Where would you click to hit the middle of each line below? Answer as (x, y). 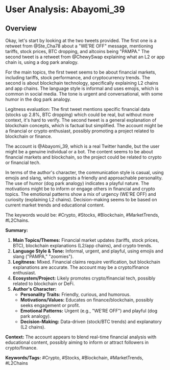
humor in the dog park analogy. (38, 99)
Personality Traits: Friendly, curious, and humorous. (76, 294)
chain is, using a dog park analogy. (42, 62)
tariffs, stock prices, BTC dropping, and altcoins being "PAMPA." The (77, 51)
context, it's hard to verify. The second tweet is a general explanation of (81, 120)
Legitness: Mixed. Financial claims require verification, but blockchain (87, 262)
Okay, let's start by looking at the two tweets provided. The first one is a (81, 40)
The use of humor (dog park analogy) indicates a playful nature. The (77, 183)
